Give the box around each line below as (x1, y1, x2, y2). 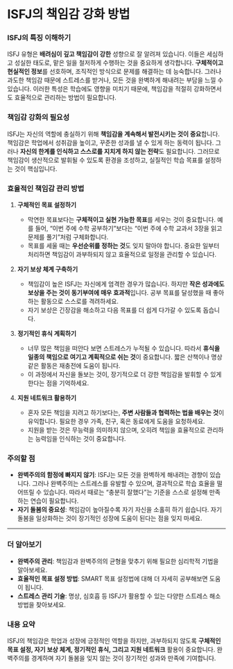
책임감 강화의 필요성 (7, 113, 70, 122)
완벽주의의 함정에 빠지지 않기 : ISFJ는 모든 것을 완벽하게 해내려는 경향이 (17, 471, 208, 479)
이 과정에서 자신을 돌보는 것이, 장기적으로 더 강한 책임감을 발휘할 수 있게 (27, 370, 222, 379)
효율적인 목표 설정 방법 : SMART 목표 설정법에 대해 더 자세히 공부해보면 (17, 574, 208, 583)
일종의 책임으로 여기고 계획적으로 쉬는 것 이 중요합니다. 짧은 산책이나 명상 (27, 353, 223, 362)
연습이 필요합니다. (30, 497, 79, 505)
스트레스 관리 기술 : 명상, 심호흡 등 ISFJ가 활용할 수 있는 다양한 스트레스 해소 (17, 592, 221, 600)
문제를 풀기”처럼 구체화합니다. (27, 233, 109, 241)
